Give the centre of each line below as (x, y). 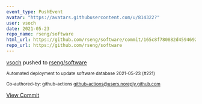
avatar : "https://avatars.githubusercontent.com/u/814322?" (83, 17)
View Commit (23, 95)
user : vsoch (21, 23)
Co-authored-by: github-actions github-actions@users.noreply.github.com (83, 84)
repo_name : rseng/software (40, 34)
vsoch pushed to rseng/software (47, 62)
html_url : (19, 40)
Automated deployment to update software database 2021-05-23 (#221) (81, 73)
